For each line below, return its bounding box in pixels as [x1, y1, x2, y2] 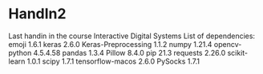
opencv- [213, 39, 242, 49]
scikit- [227, 48, 249, 57]
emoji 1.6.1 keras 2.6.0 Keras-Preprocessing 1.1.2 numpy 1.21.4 [8, 39, 212, 49]
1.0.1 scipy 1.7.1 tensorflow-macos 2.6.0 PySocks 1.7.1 [26, 56, 200, 66]
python [8, 48, 32, 57]
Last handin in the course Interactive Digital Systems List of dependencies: [8, 31, 255, 41]
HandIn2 [8, 5, 67, 23]
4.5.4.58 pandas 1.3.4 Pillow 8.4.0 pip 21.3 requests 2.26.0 [33, 48, 226, 57]
